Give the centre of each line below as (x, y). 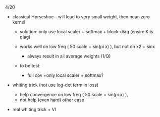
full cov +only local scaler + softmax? (65, 75)
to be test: (30, 66)
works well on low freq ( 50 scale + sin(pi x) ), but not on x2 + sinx (87, 46)
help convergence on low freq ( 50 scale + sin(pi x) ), (74, 94)
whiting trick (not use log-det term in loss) (55, 85)
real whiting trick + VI (34, 109)
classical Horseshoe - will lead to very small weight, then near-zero (81, 17)
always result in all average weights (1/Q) (69, 56)
